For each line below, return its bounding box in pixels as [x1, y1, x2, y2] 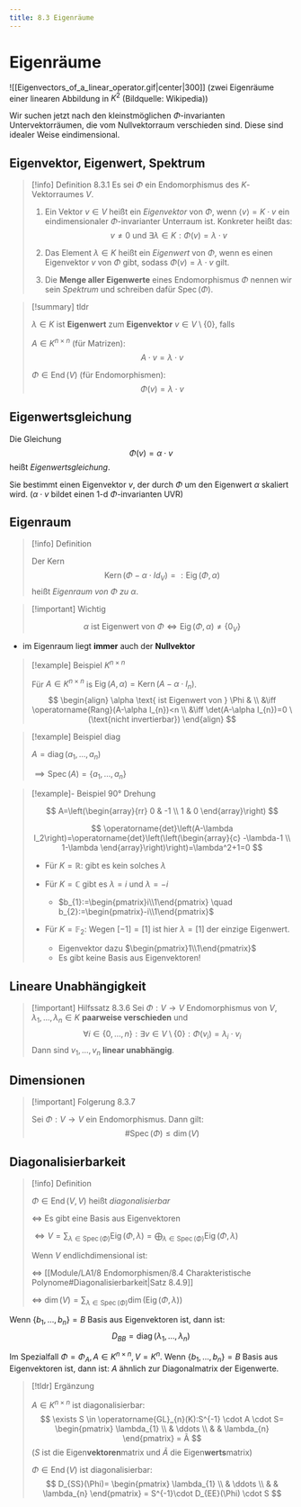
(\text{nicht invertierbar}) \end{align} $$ [88, 714, 236, 725]
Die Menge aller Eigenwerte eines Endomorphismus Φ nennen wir [44, 275, 292, 285]
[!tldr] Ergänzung [31, 1380, 94, 1391]
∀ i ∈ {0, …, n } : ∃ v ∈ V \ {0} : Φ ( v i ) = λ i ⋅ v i [83, 1028, 242, 1041]
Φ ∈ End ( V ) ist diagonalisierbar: [31, 1464, 153, 1475]
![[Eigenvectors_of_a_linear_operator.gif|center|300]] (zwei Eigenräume [9, 82, 275, 93]
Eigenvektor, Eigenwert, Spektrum [9, 155, 206, 171]
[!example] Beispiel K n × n [31, 658, 126, 671]
